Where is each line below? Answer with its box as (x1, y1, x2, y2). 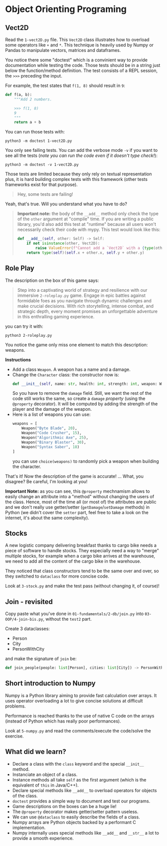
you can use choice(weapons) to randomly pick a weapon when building (12, 458, 159, 464)
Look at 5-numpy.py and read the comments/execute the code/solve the (5, 728, 152, 734)
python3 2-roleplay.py (5, 333, 52, 338)
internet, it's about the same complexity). (5, 515, 89, 521)
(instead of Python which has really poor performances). (5, 718, 121, 724)
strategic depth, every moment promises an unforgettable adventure (17, 308, 158, 314)
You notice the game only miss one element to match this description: (5, 341, 148, 348)
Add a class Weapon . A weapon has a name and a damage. (12, 366, 131, 372)
